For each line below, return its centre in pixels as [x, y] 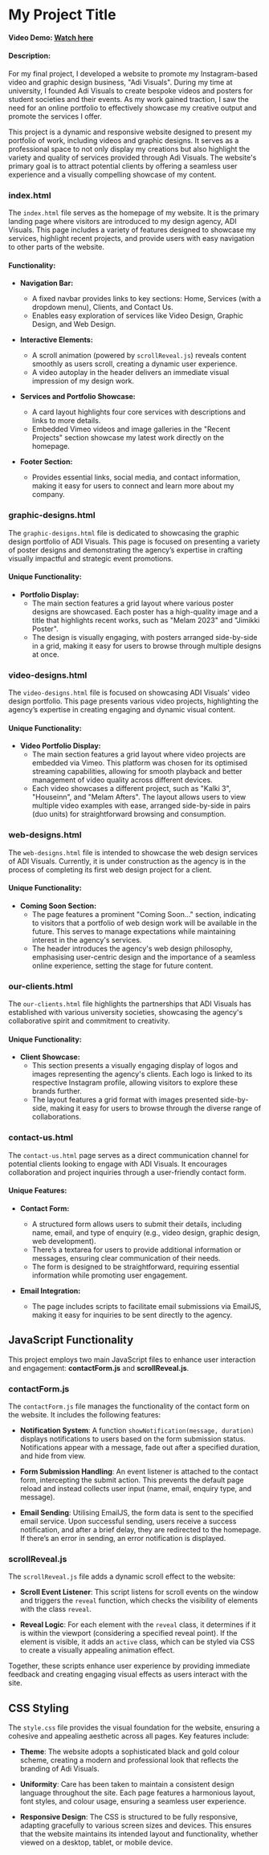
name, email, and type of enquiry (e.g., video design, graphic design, [146, 1232]
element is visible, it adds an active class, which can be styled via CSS [137, 1642]
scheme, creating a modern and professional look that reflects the [129, 1760]
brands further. [57, 1091]
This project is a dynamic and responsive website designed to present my [130, 132]
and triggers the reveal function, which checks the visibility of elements [139, 1600]
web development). [64, 1241]
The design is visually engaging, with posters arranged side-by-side [145, 637]
